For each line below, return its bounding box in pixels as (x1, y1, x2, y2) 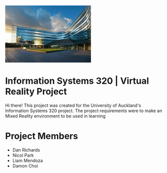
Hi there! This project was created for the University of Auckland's (5, 102, 141, 108)
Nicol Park (12, 152, 34, 158)
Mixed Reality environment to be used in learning (5, 113, 106, 119)
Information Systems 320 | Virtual (5, 75, 150, 87)
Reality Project (5, 86, 67, 97)
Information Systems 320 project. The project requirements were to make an (5, 108, 163, 114)
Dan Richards (12, 147, 40, 153)
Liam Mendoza (12, 158, 43, 164)
